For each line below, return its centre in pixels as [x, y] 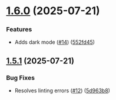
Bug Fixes [21, 78]
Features [19, 30]
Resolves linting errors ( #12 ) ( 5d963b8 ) [62, 91]
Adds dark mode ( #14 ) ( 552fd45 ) [55, 42]
